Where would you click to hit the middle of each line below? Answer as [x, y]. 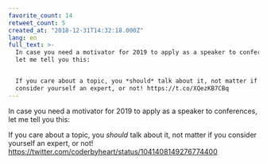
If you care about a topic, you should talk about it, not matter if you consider [132, 135]
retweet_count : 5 [37, 23]
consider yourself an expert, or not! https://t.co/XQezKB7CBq [122, 88]
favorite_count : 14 [41, 15]
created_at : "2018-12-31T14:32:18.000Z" [76, 30]
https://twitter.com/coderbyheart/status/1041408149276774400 [113, 151]
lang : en [23, 38]
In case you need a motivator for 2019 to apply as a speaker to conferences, [133, 111]
